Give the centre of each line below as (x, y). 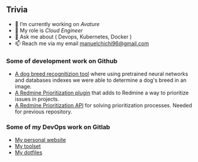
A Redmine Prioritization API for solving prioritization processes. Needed (103, 106)
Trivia (17, 10)
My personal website (40, 140)
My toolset (28, 146)
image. (23, 87)
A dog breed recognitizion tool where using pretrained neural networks (101, 74)
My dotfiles (28, 153)
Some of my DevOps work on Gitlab (58, 127)
